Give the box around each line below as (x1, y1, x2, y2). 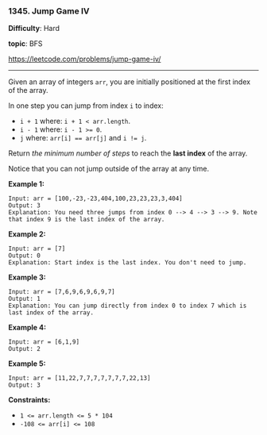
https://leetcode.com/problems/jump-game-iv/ (8, 54, 161, 64)
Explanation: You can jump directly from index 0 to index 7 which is (8, 302, 247, 310)
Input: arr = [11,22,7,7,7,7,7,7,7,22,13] (8, 375, 151, 383)
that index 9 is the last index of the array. (8, 216, 165, 224)
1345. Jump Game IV (8, 6, 90, 17)
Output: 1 (8, 295, 41, 303)
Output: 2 (8, 345, 41, 353)
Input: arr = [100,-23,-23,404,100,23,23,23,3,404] (8, 194, 183, 203)
